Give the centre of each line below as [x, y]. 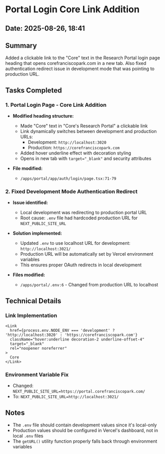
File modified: [28, 168]
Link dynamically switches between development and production [88, 131]
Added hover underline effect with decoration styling [76, 153]
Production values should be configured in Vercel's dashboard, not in [85, 430]
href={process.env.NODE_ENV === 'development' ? [62, 331]
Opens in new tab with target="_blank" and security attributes [86, 158]
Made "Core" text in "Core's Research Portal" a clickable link [84, 126]
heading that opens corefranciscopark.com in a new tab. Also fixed [76, 63]
